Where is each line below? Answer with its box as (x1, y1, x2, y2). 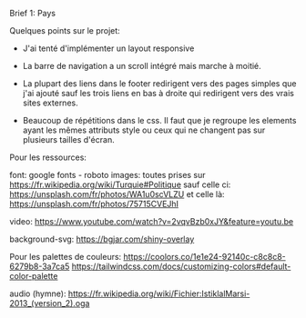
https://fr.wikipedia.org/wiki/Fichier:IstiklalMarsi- (67, 288, 250, 299)
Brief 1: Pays (9, 8, 56, 18)
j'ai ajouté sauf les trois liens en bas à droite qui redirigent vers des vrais (22, 88, 294, 98)
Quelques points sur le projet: (9, 25, 120, 35)
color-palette (9, 271, 58, 281)
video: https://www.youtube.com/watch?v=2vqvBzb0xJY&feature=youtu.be (9, 216, 294, 226)
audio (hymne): (9, 288, 66, 299)
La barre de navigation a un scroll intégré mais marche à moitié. (22, 61, 261, 71)
